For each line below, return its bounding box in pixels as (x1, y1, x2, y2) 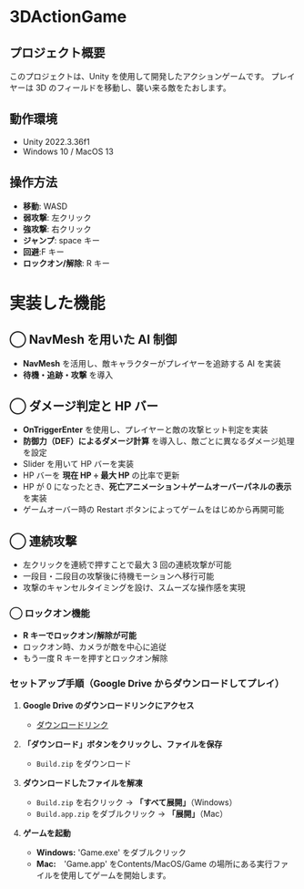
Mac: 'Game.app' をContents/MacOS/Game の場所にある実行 (35, 858, 273, 869)
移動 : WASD (22, 201, 68, 212)
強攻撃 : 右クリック (22, 223, 92, 234)
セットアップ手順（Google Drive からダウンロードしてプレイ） (9, 677, 285, 690)
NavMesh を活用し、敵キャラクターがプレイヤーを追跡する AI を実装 (22, 357, 281, 368)
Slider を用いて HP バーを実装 (22, 459, 135, 470)
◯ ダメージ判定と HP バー (9, 398, 159, 414)
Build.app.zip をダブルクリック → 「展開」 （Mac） (35, 808, 228, 819)
